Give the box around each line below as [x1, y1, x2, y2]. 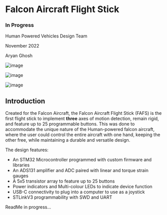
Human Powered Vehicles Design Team [5, 33, 88, 39]
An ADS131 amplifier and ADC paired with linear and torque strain [12, 167, 149, 174]
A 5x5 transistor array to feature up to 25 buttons [12, 178, 115, 184]
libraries [12, 162, 30, 168]
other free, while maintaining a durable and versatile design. [5, 137, 131, 143]
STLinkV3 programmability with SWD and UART [12, 194, 112, 200]
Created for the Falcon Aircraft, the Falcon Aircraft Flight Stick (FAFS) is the [5, 110, 162, 116]
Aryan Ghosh [5, 53, 33, 59]
